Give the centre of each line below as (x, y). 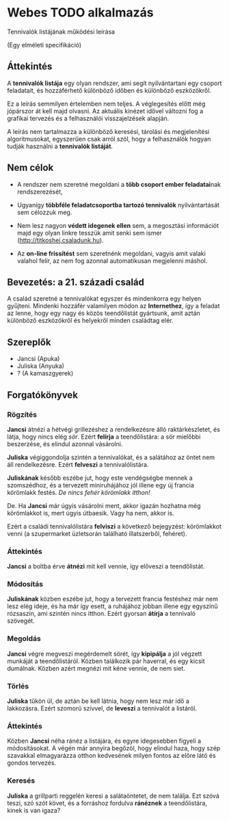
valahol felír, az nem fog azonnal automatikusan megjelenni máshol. (112, 261)
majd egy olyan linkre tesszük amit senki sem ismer (90, 233)
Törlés (18, 686)
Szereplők (29, 342)
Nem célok (30, 168)
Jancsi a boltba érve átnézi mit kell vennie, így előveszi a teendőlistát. (106, 566)
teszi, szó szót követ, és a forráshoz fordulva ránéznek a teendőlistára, (107, 803)
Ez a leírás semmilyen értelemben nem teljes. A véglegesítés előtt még (106, 104)
